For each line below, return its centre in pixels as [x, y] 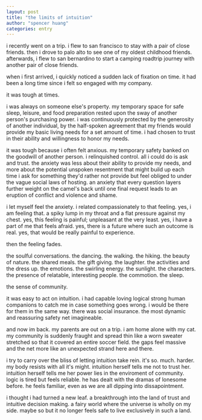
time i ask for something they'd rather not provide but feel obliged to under [99, 176]
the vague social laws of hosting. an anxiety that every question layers [94, 182]
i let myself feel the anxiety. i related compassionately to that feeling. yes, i [99, 207]
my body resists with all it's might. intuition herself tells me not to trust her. [99, 367]
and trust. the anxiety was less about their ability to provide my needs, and [99, 163]
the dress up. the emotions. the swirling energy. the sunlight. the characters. [101, 269]
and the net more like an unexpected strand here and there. [80, 349]
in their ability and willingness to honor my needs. [68, 139]
